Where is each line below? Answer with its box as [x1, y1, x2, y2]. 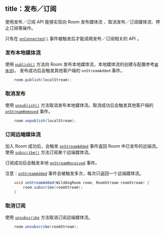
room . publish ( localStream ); [14, 77, 72, 83]
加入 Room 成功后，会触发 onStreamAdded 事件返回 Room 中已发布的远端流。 [5, 143, 161, 149]
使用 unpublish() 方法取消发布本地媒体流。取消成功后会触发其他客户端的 [5, 102, 154, 108]
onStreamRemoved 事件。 [5, 109, 53, 115]
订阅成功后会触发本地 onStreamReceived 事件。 [5, 160, 100, 166]
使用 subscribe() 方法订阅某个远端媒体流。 [5, 149, 93, 155]
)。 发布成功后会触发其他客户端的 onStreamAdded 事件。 [12, 67, 125, 73]
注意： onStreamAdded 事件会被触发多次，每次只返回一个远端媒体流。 [5, 171, 144, 176]
